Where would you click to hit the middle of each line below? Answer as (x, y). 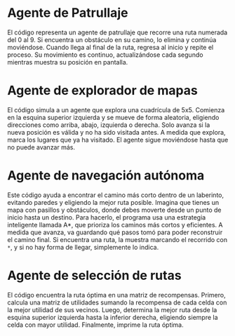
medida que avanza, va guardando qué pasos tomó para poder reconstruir (115, 232)
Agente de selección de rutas (94, 276)
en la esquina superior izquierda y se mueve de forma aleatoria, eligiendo (113, 117)
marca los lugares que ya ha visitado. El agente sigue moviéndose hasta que (118, 140)
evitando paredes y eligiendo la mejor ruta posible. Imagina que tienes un (113, 202)
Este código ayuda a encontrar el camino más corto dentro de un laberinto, (116, 195)
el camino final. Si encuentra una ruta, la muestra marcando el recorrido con (117, 239)
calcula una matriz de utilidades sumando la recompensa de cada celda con (117, 302)
